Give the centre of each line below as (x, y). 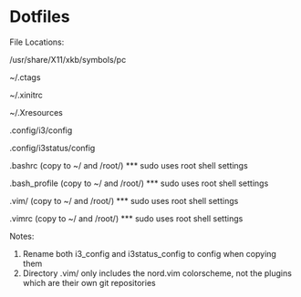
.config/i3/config (41, 130)
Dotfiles (40, 17)
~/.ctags (25, 77)
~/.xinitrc (26, 95)
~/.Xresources (36, 112)
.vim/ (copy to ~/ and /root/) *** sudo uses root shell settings (124, 200)
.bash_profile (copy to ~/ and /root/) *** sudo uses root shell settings (139, 183)
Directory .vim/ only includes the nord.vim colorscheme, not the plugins (157, 273)
